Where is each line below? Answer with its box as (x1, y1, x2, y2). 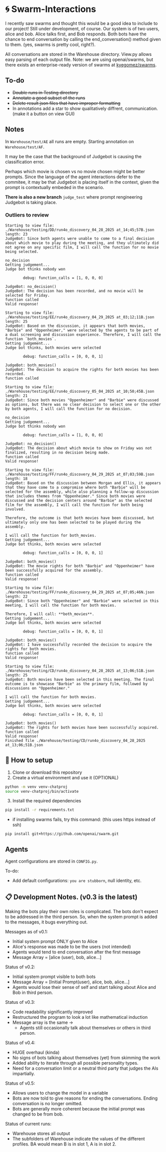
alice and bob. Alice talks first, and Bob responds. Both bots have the (5, 31, 147, 37)
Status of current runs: (5, 1121, 52, 1127)
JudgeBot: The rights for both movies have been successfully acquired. (5, 725, 159, 730)
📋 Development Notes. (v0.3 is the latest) (5, 893, 138, 901)
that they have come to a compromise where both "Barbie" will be (5, 485, 146, 490)
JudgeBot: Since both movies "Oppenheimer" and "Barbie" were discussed (5, 398, 159, 403)
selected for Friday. (5, 293, 50, 298)
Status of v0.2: (5, 964, 36, 970)
